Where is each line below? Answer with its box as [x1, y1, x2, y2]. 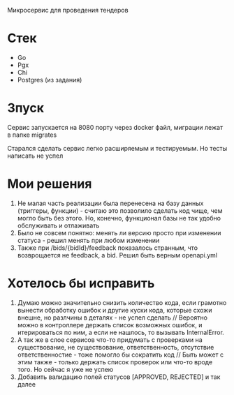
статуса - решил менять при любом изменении [17, 236, 160, 244]
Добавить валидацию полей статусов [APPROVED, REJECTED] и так [17, 373, 221, 381]
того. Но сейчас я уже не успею [17, 365, 114, 373]
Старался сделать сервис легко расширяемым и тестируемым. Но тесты [7, 144, 228, 152]
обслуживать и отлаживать [17, 221, 100, 230]
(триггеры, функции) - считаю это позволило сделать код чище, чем [17, 206, 223, 215]
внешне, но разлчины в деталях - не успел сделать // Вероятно [17, 313, 208, 322]
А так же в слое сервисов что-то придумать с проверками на [17, 335, 203, 344]
